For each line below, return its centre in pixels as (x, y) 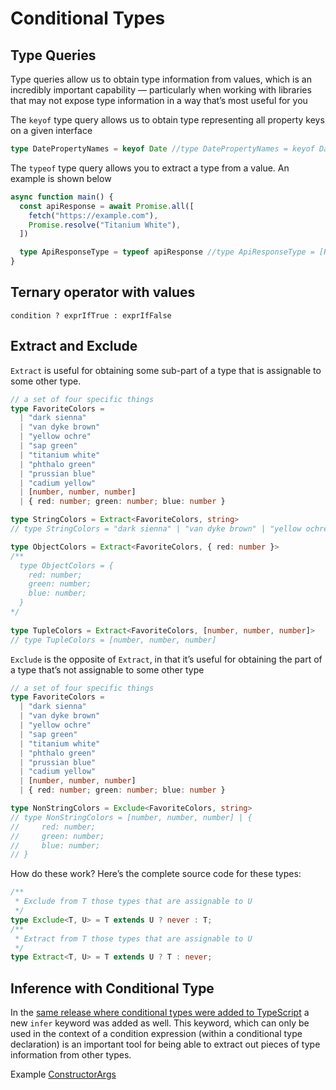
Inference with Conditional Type (112, 988)
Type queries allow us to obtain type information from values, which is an (161, 79)
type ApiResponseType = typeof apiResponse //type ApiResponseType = (167, 252)
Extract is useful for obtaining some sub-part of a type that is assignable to (166, 370)
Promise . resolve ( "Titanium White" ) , (105, 225)
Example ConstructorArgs (63, 1074)
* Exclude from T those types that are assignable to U (133, 902)
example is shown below (61, 178)
